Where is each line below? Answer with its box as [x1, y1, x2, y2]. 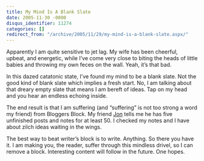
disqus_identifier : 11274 [6, 20, 72, 26]
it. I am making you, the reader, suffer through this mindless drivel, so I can [6, 142, 193, 149]
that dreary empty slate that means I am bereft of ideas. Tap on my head [6, 86, 188, 93]
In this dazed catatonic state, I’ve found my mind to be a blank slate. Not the [6, 73, 197, 80]
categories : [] [6, 26, 45, 32]
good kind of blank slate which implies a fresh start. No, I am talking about [6, 80, 192, 87]
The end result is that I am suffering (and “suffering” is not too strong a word [6, 104, 197, 111]
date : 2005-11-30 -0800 [6, 15, 67, 21]
